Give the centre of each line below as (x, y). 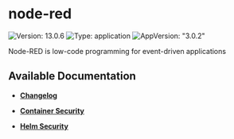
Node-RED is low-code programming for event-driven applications (117, 51)
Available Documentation (72, 76)
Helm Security (44, 126)
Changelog (39, 95)
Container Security (52, 110)
